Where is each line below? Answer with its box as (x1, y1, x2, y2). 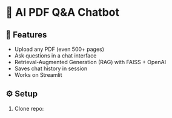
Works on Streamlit (14, 71, 62, 78)
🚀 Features (5, 30, 47, 40)
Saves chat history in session (14, 65, 88, 72)
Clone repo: (14, 105, 44, 112)
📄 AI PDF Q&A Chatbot (5, 5, 119, 19)
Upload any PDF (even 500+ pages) (14, 45, 104, 53)
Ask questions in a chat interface (14, 52, 97, 59)
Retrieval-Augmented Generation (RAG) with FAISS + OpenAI (14, 59, 167, 65)
